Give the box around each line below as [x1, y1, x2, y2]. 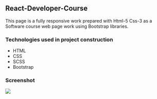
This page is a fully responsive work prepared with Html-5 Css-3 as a [5, 17, 152, 24]
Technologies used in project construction [5, 36, 113, 43]
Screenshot [5, 77, 35, 84]
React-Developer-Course [5, 4, 88, 13]
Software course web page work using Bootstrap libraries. [5, 23, 129, 29]
